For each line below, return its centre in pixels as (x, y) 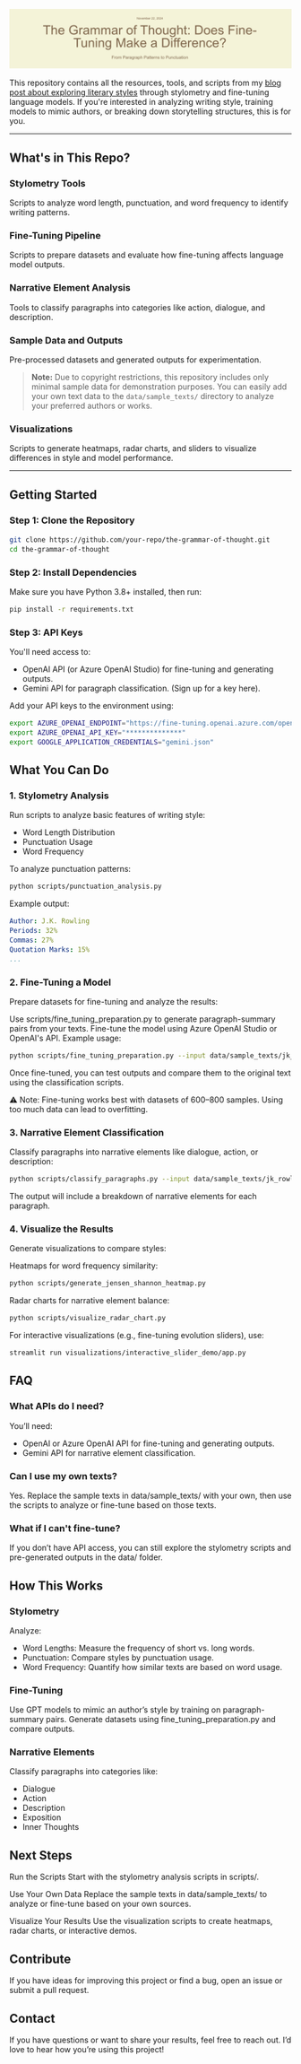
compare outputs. (42, 1729)
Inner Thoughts (51, 1827)
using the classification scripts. (66, 1082)
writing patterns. (39, 212)
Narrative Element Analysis (70, 288)
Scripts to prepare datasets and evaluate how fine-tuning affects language (146, 255)
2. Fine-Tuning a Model (60, 982)
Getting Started (53, 495)
